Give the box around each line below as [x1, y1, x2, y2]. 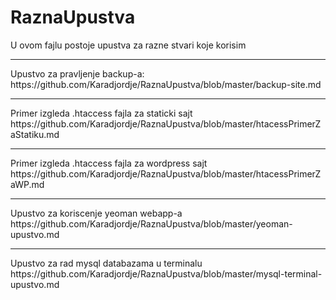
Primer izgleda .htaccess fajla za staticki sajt [10, 107, 193, 119]
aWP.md [10, 178, 45, 190]
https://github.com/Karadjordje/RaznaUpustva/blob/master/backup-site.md [10, 78, 322, 90]
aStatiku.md [10, 128, 60, 140]
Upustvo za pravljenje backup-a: [10, 67, 145, 80]
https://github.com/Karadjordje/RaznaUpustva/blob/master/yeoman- [10, 217, 293, 230]
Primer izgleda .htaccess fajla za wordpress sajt [10, 157, 208, 169]
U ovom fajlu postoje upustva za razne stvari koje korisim [10, 39, 247, 51]
